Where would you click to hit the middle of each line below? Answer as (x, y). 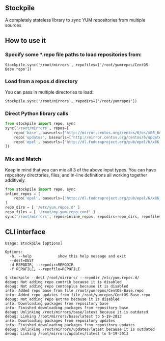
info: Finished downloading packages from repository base (67, 308)
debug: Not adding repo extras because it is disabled (62, 299)
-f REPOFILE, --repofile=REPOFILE (45, 269)
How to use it (26, 41)
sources (13, 25)
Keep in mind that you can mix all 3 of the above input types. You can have (81, 170)
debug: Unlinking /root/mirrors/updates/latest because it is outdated (80, 329)
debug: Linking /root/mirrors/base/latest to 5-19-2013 (63, 316)
